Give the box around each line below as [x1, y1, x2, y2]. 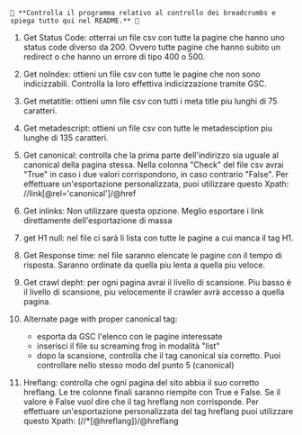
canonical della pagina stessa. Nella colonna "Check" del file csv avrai [22, 159, 284, 170]
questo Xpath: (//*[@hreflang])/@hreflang [22, 415, 179, 426]
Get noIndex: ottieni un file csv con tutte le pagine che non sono [22, 68, 261, 79]
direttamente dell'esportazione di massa [22, 215, 173, 225]
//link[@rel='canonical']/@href [22, 188, 137, 198]
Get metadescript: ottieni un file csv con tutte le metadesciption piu [22, 122, 273, 133]
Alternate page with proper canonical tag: [22, 313, 178, 324]
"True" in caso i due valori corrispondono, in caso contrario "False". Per [22, 169, 289, 179]
